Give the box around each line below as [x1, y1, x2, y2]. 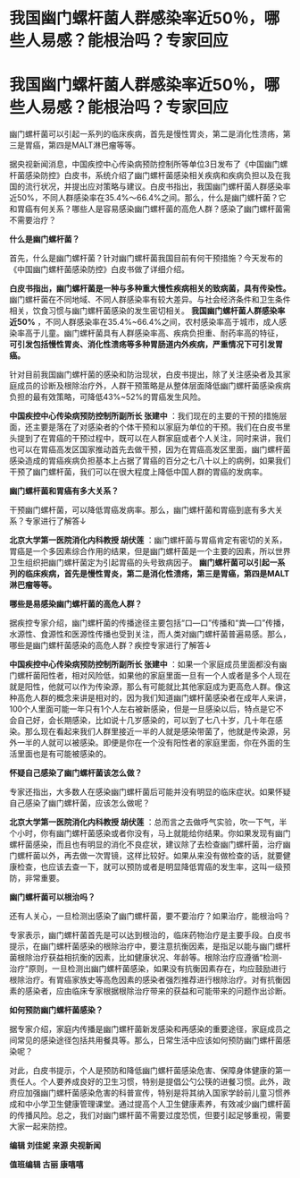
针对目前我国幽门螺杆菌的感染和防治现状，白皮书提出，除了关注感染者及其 [9, 369, 283, 380]
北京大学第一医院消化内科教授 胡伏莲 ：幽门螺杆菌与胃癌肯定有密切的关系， [9, 534, 287, 546]
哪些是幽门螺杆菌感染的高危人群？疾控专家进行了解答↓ [9, 640, 212, 651]
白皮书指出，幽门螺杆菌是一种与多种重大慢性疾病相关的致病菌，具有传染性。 [9, 283, 291, 294]
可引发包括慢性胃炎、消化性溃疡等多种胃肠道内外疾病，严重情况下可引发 [9, 339, 275, 350]
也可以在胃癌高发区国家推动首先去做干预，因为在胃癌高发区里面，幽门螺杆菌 [9, 444, 291, 455]
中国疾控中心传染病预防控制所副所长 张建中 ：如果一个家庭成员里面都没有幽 [9, 659, 287, 670]
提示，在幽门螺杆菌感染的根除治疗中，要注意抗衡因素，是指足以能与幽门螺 [9, 941, 283, 952]
